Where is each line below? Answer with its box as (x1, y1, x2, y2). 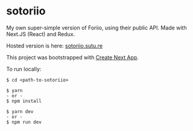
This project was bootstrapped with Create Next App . (6, 53, 139, 61)
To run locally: (6, 65, 42, 73)
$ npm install (6, 98, 42, 104)
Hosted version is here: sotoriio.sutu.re (6, 42, 103, 49)
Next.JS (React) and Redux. (6, 30, 75, 37)
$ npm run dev (6, 119, 42, 125)
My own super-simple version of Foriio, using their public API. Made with (6, 24, 187, 31)
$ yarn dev (6, 108, 34, 115)
